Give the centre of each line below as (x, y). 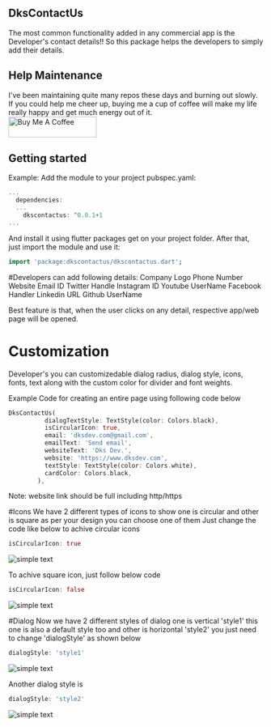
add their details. (36, 50)
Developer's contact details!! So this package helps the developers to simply (136, 41)
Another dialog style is (46, 684)
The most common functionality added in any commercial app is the (122, 32)
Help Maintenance (55, 76)
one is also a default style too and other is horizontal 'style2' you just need (133, 630)
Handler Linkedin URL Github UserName (76, 294)
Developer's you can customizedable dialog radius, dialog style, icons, (126, 374)
